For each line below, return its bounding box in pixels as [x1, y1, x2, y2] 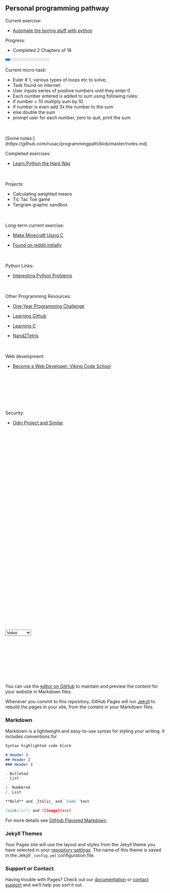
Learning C [12, 322, 37, 329]
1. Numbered [5, 785, 30, 790]
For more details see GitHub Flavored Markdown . [5, 817, 108, 823]
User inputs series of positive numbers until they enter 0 [12, 87, 130, 94]
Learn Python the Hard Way [12, 160, 71, 166]
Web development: [5, 353, 45, 359]
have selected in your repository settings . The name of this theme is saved [5, 847, 161, 853]
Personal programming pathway [5, 4, 110, 13]
